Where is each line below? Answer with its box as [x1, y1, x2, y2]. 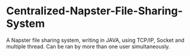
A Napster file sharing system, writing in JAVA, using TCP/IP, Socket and [6, 36, 185, 43]
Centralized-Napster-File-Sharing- [6, 4, 183, 18]
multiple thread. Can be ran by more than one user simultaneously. [6, 43, 170, 50]
